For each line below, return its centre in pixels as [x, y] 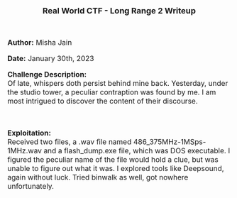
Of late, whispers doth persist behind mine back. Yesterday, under [118, 83]
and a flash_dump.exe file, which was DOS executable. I [137, 151]
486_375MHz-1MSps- [170, 142]
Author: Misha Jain [40, 42]
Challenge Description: [47, 74]
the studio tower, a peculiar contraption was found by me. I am [112, 92]
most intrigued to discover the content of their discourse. [103, 101]
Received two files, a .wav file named [70, 142]
